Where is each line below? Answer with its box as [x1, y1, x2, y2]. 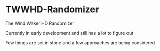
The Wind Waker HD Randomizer [5, 20, 75, 26]
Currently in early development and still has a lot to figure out [5, 30, 134, 36]
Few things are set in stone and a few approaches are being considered [5, 39, 155, 46]
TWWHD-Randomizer [5, 4, 100, 15]
